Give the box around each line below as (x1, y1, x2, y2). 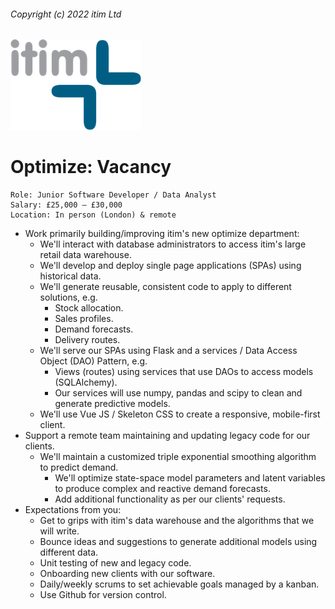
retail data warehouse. (39, 249, 132, 261)
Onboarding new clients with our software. (39, 568, 216, 580)
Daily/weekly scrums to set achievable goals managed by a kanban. (39, 578, 320, 590)
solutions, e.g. (39, 291, 98, 304)
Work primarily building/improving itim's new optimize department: (24, 228, 300, 240)
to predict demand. (39, 461, 119, 474)
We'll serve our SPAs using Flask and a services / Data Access (39, 345, 298, 357)
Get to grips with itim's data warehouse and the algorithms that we (39, 515, 315, 527)
